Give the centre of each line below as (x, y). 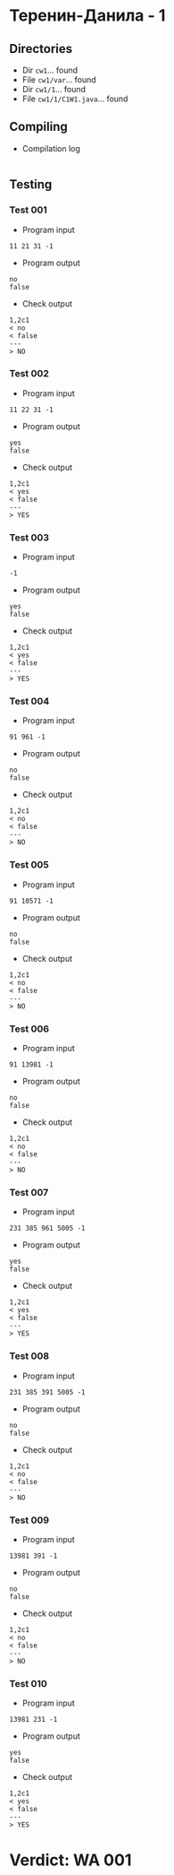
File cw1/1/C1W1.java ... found (75, 99)
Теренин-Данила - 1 (87, 16)
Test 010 (28, 1683)
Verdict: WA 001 (70, 1860)
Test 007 (29, 1192)
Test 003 (29, 537)
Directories (41, 49)
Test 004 (29, 702)
